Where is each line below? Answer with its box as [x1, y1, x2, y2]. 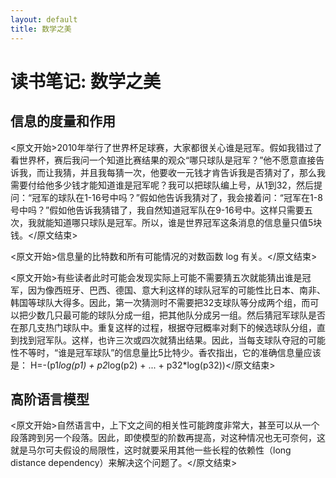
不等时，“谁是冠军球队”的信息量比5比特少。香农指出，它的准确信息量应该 [18, 346, 322, 358]
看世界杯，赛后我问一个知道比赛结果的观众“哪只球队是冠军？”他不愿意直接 [10, 154, 317, 166]
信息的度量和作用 [10, 113, 116, 130]
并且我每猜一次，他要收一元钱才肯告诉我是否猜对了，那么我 [79, 166, 326, 178]
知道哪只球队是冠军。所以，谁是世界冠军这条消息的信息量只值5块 [53, 216, 323, 228]
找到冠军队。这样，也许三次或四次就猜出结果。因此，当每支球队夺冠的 [18, 334, 308, 346]
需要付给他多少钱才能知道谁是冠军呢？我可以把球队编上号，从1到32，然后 [10, 179, 314, 191]
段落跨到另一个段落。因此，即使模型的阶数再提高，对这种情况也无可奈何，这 [10, 432, 326, 444]
